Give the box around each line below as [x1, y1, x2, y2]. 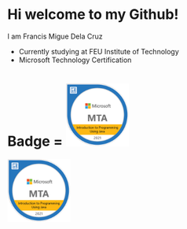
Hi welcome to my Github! [7, 6, 179, 24]
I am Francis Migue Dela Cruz [7, 31, 103, 41]
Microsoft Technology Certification [18, 55, 132, 65]
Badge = [7, 132, 64, 150]
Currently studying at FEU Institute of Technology [18, 46, 180, 56]
